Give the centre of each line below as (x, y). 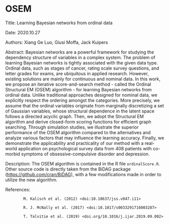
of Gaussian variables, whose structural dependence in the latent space (80, 111)
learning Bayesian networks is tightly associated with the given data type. (81, 63)
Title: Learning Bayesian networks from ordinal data (59, 23)
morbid (13, 154)
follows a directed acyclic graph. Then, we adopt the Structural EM (74, 116)
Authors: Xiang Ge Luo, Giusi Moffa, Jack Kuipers (57, 42)
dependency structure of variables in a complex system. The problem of (80, 57)
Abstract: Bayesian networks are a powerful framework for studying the (80, 52)
